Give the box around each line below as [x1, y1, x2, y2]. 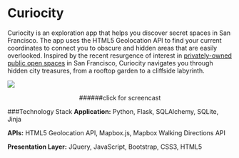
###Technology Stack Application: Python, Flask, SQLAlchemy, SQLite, [7, 107, 219, 115]
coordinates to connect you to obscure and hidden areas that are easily [7, 43, 218, 52]
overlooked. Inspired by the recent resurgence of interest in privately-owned [7, 51, 232, 60]
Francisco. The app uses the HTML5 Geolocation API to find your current [7, 36, 223, 44]
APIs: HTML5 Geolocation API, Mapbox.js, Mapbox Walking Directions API [7, 128, 226, 137]
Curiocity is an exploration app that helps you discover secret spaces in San [7, 28, 231, 37]
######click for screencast [78, 93, 161, 102]
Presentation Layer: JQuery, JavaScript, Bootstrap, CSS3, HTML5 [7, 142, 203, 151]
